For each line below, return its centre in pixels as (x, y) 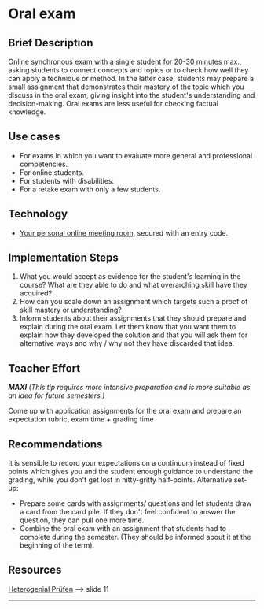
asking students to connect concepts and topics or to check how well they (128, 70)
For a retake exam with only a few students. (90, 189)
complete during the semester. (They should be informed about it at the (135, 537)
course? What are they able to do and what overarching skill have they (133, 285)
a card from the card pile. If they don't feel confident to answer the (127, 512)
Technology (38, 214)
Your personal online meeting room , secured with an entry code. (124, 232)
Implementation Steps (64, 258)
